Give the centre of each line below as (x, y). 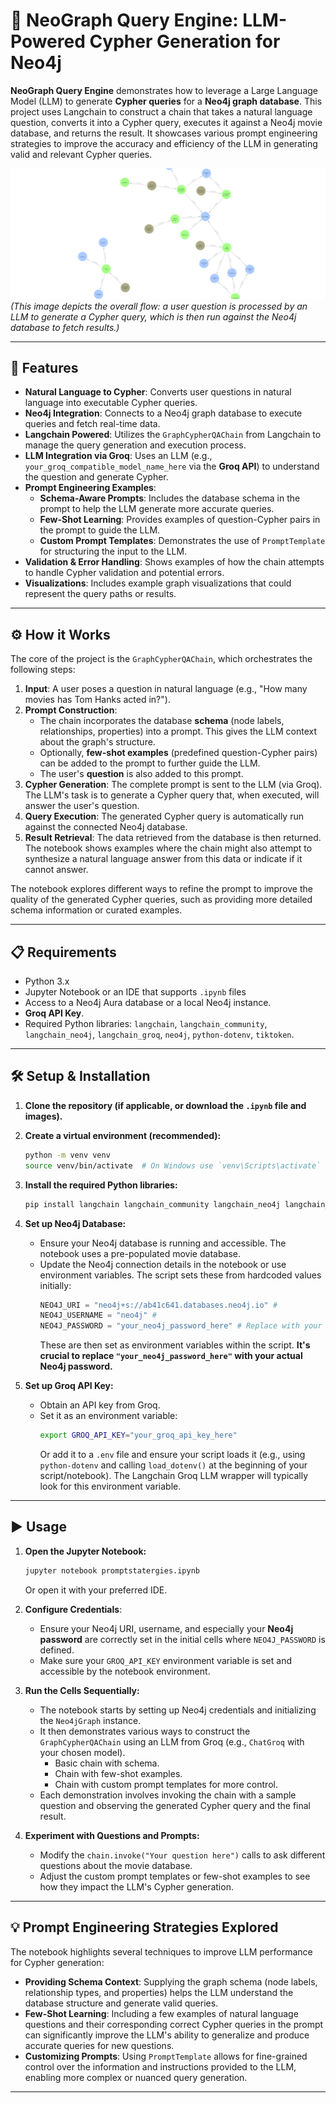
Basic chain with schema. (107, 1763)
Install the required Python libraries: (101, 1185)
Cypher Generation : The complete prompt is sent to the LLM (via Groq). (173, 785)
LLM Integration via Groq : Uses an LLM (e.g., (118, 456)
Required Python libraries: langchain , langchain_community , (146, 1024)
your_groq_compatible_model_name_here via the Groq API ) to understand (172, 466)
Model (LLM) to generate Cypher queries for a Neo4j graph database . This (166, 101)
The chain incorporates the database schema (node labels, (162, 721)
